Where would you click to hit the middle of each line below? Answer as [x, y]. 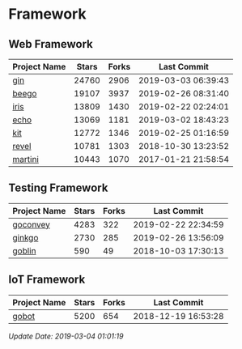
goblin [24, 250]
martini [25, 159]
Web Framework [51, 44]
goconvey [32, 224]
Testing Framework [58, 188]
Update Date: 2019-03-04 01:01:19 [66, 336]
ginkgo [25, 237]
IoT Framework [47, 280]
